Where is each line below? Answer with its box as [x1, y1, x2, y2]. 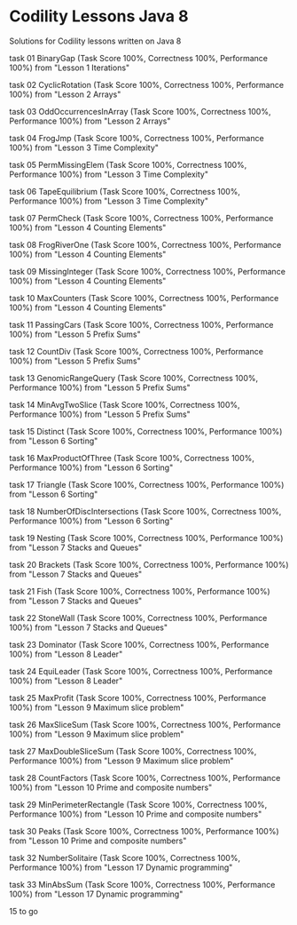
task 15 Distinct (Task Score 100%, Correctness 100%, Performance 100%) [9, 426, 283, 436]
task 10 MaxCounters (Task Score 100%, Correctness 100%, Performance [9, 292, 279, 303]
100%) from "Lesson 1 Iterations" [9, 62, 130, 73]
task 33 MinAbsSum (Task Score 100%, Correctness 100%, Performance [9, 879, 276, 889]
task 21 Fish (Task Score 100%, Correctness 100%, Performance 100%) [9, 586, 270, 596]
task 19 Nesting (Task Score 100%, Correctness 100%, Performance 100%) [9, 532, 284, 543]
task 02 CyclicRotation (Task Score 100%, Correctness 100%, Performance [9, 79, 285, 90]
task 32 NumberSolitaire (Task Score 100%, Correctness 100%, [9, 852, 241, 863]
